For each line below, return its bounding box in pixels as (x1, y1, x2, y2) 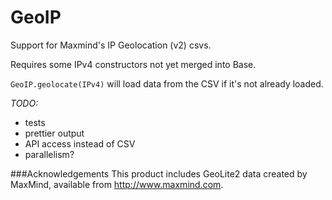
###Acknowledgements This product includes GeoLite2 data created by (10, 167, 308, 180)
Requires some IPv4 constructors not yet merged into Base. (10, 58, 257, 70)
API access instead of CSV (24, 137, 136, 150)
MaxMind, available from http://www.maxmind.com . (10, 178, 224, 190)
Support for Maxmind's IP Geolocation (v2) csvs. (10, 39, 212, 51)
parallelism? (24, 148, 75, 160)
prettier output (24, 127, 85, 139)
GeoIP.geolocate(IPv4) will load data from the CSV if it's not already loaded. (10, 77, 324, 90)
